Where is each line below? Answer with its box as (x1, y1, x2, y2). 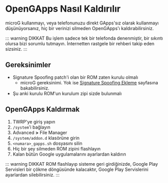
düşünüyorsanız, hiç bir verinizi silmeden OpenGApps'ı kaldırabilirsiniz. (5, 25, 154, 31)
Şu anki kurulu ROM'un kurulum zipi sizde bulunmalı (12, 90, 122, 97)
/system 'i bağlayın (12, 124, 51, 130)
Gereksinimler (5, 60, 51, 69)
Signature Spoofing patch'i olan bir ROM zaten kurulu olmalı (12, 74, 138, 80)
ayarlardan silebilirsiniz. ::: (5, 171, 60, 178)
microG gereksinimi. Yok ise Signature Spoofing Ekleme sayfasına (20, 79, 158, 85)
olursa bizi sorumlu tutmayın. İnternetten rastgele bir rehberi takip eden (5, 40, 155, 46)
